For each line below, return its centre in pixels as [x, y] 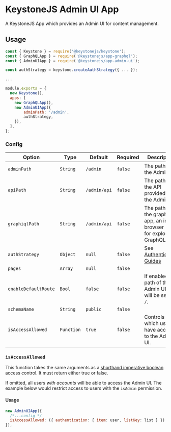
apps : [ [18, 98]
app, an [153, 221]
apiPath [17, 190]
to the [151, 336]
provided [155, 193]
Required [128, 158]
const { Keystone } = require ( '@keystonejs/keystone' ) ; [66, 51]
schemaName [21, 309]
